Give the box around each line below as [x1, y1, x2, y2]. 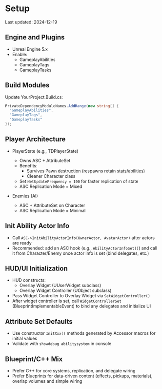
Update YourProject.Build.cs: [5, 94, 63, 100]
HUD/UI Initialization [5, 264, 68, 272]
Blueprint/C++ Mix [5, 355, 63, 363]
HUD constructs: [12, 277, 46, 283]
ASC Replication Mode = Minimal [19, 207, 86, 213]
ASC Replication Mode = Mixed [19, 184, 82, 189]
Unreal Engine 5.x [12, 46, 48, 52]
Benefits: [19, 163, 38, 168]
